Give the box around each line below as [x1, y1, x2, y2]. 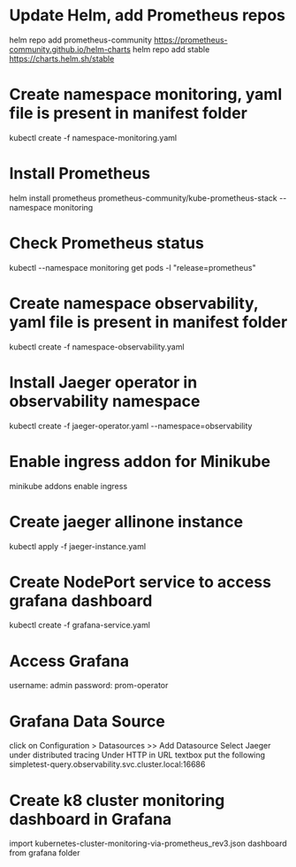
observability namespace [9, 391, 201, 411]
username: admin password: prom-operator [9, 680, 169, 691]
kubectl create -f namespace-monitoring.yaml [9, 132, 178, 142]
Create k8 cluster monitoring [9, 790, 225, 810]
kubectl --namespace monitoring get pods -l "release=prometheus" [9, 262, 256, 272]
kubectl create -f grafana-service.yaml [9, 620, 150, 631]
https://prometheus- [154, 35, 228, 45]
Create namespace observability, [9, 293, 259, 313]
